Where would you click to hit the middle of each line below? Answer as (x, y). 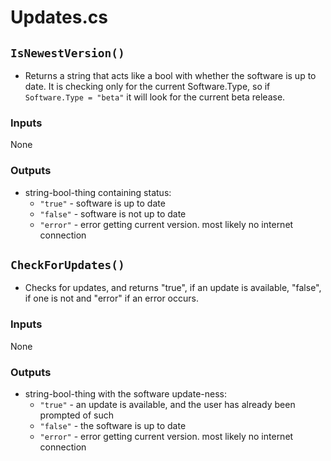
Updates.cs (59, 17)
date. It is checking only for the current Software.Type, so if (147, 86)
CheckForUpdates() (67, 264)
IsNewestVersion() (67, 53)
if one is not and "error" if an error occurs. (111, 298)
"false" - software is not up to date (113, 213)
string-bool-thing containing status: (98, 192)
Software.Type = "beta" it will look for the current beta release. (155, 97)
